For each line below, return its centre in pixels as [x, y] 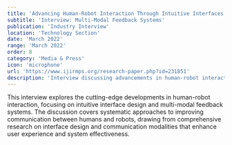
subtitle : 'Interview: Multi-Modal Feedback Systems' [86, 20]
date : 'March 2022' [35, 39]
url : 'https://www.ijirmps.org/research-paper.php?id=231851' [98, 71]
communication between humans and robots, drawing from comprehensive [114, 119]
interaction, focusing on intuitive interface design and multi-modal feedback [115, 105]
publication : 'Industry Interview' [58, 26]
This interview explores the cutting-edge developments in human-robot [109, 97]
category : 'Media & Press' [46, 59]
